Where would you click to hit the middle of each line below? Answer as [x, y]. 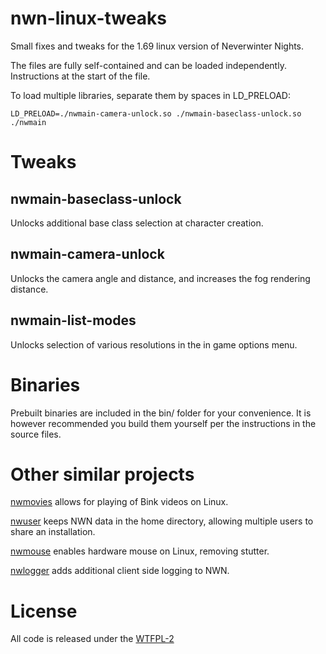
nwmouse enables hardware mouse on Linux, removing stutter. [140, 551]
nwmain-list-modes [73, 320]
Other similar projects [102, 474]
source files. [36, 434]
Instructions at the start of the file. [80, 76]
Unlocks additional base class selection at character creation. [137, 223]
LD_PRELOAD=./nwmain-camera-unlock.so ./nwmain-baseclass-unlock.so [156, 113]
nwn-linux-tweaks [88, 18]
